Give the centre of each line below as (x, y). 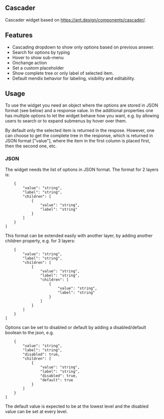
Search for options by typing (41, 52)
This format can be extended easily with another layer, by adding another (79, 235)
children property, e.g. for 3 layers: (40, 241)
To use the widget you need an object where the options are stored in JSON (82, 105)
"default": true (57, 380)
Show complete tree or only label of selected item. (63, 73)
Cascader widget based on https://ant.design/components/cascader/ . (75, 20)
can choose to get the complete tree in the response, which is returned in (79, 136)
